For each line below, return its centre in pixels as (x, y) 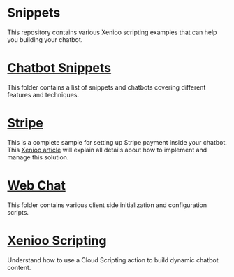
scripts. (18, 212)
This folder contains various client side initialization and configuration (107, 205)
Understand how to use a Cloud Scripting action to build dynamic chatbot (113, 260)
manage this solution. (38, 157)
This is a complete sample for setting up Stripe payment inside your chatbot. (117, 142)
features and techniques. (43, 94)
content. (19, 267)
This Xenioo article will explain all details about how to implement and (107, 150)
